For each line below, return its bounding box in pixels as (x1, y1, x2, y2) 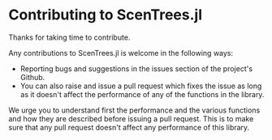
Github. (19, 72, 45, 82)
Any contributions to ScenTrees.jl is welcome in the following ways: (8, 48, 234, 57)
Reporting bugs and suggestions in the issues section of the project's (19, 63, 253, 74)
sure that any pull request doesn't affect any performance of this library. (8, 122, 250, 132)
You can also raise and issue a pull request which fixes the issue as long (19, 81, 262, 91)
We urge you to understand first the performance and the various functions (8, 105, 261, 115)
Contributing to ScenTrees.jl (8, 6, 203, 24)
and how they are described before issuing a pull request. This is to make (8, 113, 254, 123)
